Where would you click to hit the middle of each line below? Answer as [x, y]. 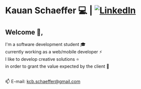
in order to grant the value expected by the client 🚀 [57, 66]
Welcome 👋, [24, 32]
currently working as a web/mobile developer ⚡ [54, 52]
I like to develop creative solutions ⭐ [42, 59]
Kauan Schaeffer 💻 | [49, 11]
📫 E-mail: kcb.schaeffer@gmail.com [43, 81]
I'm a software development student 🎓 [46, 44]
